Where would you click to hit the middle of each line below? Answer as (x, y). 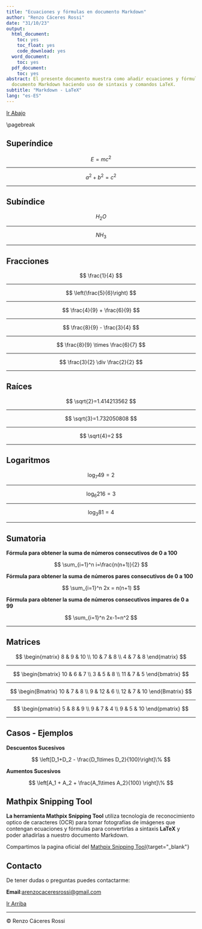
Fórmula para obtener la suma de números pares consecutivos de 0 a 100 (100, 576)
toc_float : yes (36, 46)
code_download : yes (41, 51)
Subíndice (26, 202)
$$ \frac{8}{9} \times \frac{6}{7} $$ (101, 345)
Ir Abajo (16, 113)
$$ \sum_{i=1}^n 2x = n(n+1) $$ (101, 588)
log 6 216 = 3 (101, 494)
